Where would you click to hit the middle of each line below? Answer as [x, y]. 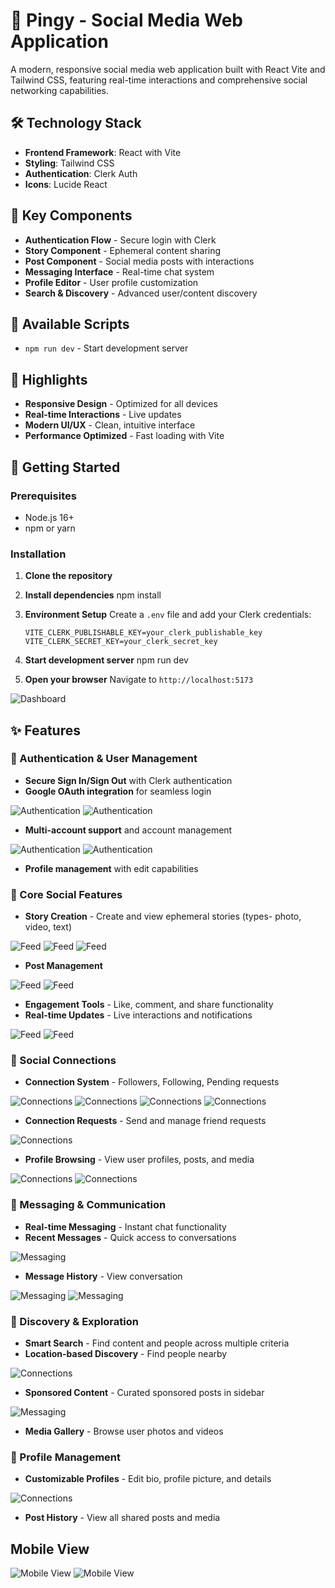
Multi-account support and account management [128, 830]
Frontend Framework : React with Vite [103, 152]
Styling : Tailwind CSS [69, 163]
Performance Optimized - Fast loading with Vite [124, 436]
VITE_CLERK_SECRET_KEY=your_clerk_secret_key [121, 642]
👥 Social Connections [63, 1061]
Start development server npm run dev [106, 660]
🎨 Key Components [71, 215]
